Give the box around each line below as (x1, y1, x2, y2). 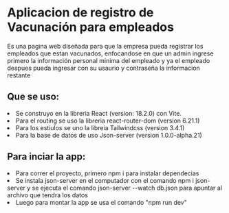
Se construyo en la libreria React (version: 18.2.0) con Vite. (16, 109, 182, 117)
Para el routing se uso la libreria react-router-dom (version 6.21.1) (16, 116, 200, 125)
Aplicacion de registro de (7, 5, 154, 21)
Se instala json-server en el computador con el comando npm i (16, 176, 194, 184)
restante (7, 71, 31, 79)
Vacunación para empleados (7, 19, 174, 35)
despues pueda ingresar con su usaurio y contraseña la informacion (7, 64, 201, 72)
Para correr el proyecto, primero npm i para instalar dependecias (16, 169, 199, 177)
